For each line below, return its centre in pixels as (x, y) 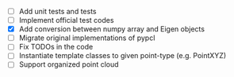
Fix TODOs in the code (56, 47)
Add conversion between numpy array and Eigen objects (112, 29)
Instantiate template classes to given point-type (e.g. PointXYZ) (123, 56)
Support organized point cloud (69, 64)
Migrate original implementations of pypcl (87, 38)
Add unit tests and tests (58, 11)
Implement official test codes (66, 20)
